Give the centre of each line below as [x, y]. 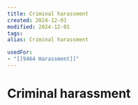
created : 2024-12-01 [37, 20]
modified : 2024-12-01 [39, 27]
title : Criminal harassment [48, 14]
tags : [15, 33]
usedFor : [20, 52]
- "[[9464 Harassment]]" [43, 59]
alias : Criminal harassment [48, 40]
